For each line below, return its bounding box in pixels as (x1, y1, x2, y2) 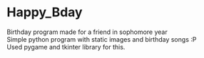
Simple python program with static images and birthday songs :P (6, 35, 197, 43)
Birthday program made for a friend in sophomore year (6, 28, 168, 36)
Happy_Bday (6, 4, 83, 21)
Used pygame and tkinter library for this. (6, 42, 126, 51)
